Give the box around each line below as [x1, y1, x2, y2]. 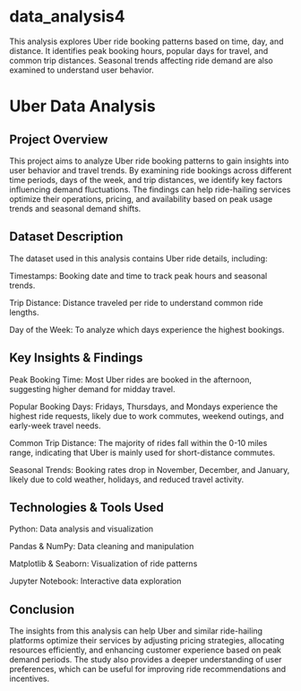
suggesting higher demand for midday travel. [9, 383, 176, 394]
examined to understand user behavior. [9, 65, 154, 75]
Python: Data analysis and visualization [9, 523, 154, 535]
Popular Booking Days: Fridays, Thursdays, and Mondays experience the [9, 401, 279, 412]
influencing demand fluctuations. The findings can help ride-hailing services [9, 184, 291, 195]
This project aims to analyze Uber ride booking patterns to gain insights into [9, 155, 289, 166]
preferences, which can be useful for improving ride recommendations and [9, 664, 287, 675]
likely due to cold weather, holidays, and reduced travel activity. [9, 474, 245, 485]
